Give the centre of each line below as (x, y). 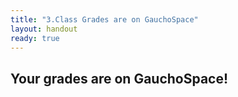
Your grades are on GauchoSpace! (119, 78)
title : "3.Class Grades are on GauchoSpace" (104, 19)
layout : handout (44, 29)
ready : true (35, 38)
